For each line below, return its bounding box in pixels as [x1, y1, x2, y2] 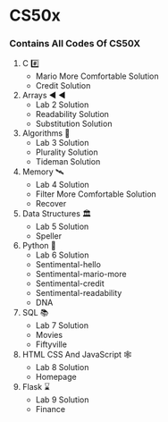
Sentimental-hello [35, 259, 101, 270]
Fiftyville [35, 339, 67, 350]
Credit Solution [35, 80, 91, 91]
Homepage [35, 372, 78, 383]
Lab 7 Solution [35, 320, 89, 331]
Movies [35, 330, 63, 341]
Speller [35, 231, 63, 241]
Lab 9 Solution [35, 394, 89, 405]
